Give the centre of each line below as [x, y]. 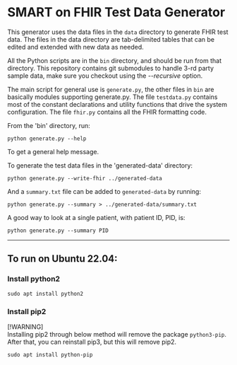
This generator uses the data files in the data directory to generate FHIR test [118, 32]
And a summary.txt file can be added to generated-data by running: [104, 191]
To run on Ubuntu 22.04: [62, 259]
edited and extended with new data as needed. [75, 47]
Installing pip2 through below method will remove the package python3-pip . [117, 334]
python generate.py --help [47, 139]
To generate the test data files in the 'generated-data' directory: [100, 165]
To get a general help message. [53, 151]
